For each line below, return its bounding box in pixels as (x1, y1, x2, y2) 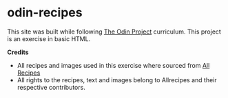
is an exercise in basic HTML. (7, 34, 91, 42)
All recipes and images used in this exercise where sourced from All (17, 61, 210, 69)
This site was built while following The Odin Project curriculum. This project (7, 27, 222, 36)
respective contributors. (17, 83, 86, 91)
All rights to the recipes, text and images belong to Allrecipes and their (17, 75, 217, 84)
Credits (7, 48, 29, 56)
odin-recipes (7, 5, 83, 21)
